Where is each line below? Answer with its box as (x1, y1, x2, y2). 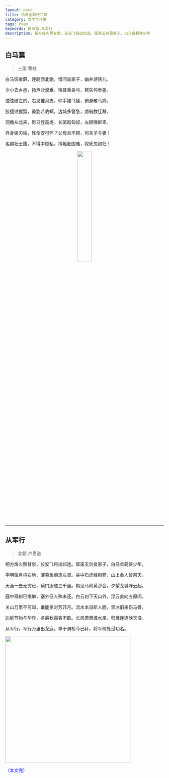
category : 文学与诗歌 (5, 17, 47, 22)
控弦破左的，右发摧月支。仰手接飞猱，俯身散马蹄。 (5, 97, 111, 104)
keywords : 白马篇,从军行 (5, 26, 53, 31)
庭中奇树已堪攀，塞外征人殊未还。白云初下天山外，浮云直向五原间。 (5, 593, 146, 599)
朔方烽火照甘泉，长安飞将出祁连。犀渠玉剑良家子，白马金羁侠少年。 (5, 561, 146, 567)
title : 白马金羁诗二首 (5, 12, 48, 17)
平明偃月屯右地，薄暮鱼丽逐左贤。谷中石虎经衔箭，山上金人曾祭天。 (5, 572, 146, 578)
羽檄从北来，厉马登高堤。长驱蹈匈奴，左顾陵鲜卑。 (5, 119, 111, 125)
